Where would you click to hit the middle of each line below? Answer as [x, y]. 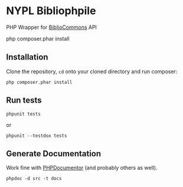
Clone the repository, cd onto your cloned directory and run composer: [92, 71]
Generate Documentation [54, 154]
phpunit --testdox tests [37, 136]
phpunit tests [24, 114]
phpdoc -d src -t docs [34, 179]
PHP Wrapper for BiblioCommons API [52, 27]
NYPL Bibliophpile [51, 11]
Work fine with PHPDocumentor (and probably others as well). [82, 168]
